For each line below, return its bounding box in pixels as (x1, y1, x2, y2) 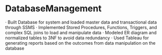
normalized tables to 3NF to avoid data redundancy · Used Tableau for (5, 35, 149, 41)
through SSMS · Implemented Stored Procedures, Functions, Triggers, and (5, 24, 158, 30)
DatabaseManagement (5, 3, 102, 14)
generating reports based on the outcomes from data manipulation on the (5, 40, 156, 46)
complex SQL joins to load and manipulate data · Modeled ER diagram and (5, 29, 157, 35)
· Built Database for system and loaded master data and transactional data (5, 19, 157, 25)
